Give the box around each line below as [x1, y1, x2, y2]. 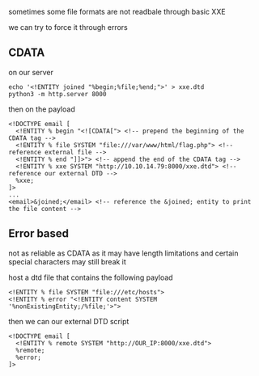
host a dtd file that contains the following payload [8, 272, 173, 282]
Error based [8, 226, 70, 241]
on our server [8, 67, 54, 77]
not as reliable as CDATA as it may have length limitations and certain [8, 248, 239, 258]
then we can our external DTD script [8, 316, 129, 326]
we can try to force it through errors [8, 23, 128, 32]
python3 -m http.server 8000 [8, 90, 107, 98]
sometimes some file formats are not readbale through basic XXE [8, 7, 226, 16]
